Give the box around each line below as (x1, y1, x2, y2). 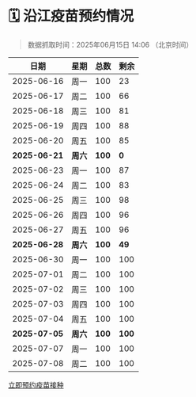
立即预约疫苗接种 (8, 380, 64, 389)
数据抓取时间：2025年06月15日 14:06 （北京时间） (27, 40, 194, 49)
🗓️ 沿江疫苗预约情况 (8, 7, 134, 25)
